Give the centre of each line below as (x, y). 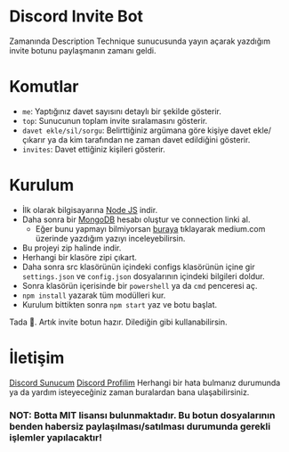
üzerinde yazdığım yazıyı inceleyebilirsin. (110, 238)
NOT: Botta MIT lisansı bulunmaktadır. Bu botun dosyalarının (142, 415)
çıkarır (34, 139)
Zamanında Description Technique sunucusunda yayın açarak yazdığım (140, 41)
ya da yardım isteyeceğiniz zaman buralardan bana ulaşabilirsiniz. (129, 392)
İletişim (37, 357)
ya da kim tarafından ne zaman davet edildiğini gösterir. (149, 139)
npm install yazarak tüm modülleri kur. (94, 295)
